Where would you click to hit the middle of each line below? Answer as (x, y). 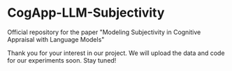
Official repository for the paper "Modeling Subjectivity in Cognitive (104, 32)
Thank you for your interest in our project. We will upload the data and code (116, 53)
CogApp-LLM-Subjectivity (86, 13)
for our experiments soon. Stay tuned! (62, 60)
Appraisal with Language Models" (56, 39)
